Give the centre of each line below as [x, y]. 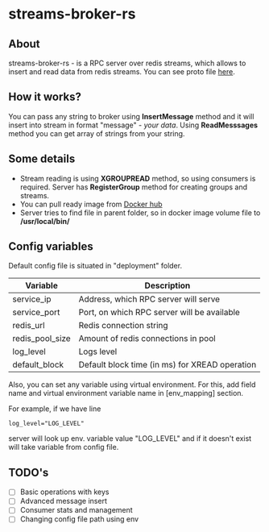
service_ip [32, 299]
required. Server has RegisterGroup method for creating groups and [134, 187]
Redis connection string [123, 326]
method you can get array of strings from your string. [97, 133]
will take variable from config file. [64, 447]
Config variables [51, 247]
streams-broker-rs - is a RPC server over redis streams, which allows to [127, 63]
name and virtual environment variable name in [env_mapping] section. [126, 393]
